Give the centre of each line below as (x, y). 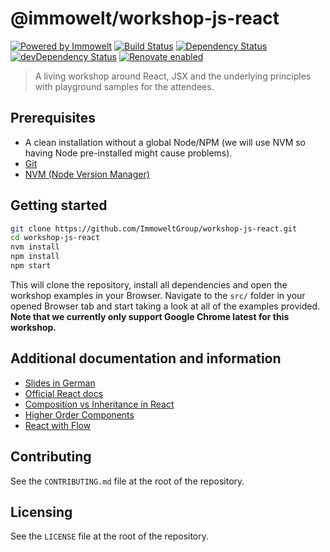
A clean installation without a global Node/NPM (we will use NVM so (165, 142)
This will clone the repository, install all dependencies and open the (149, 284)
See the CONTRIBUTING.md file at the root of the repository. (127, 481)
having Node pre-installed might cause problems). (128, 153)
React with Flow (58, 425)
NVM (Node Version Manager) (87, 174)
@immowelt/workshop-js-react (145, 18)
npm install (35, 257)
